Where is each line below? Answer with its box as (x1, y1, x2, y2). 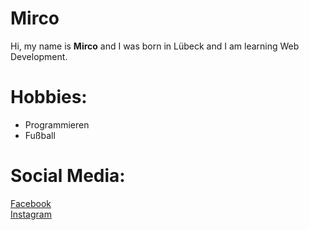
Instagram (10, 208, 52, 220)
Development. (10, 50, 68, 62)
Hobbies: (10, 86, 88, 109)
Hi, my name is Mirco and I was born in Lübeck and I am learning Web (10, 40, 300, 52)
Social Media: (10, 165, 126, 187)
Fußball (24, 129, 56, 141)
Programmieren (24, 118, 90, 131)
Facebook (10, 197, 52, 209)
